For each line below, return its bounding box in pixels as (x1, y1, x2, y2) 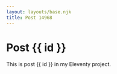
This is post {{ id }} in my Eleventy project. (6, 61, 112, 68)
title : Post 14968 (6, 15, 52, 21)
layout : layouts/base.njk (6, 8, 71, 15)
